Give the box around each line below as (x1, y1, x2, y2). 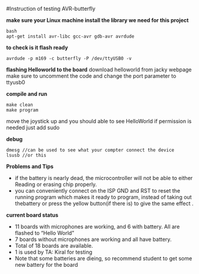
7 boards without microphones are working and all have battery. (14, 236, 172, 243)
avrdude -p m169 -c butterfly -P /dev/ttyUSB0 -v (6, 56, 132, 62)
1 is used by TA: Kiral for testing (14, 248, 92, 255)
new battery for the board (14, 261, 79, 268)
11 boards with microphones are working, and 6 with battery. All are (14, 223, 180, 230)
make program (6, 107, 39, 113)
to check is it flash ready (6, 44, 69, 51)
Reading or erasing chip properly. (14, 181, 97, 188)
